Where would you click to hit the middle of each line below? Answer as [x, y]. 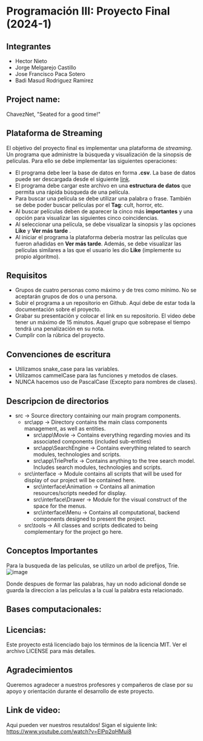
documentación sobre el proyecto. [58, 309]
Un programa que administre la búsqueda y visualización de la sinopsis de [99, 154]
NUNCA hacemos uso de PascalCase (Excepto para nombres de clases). [106, 382]
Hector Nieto [31, 61]
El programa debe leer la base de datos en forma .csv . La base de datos [105, 172]
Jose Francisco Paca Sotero [50, 74]
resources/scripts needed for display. [80, 493]
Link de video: [33, 710]
